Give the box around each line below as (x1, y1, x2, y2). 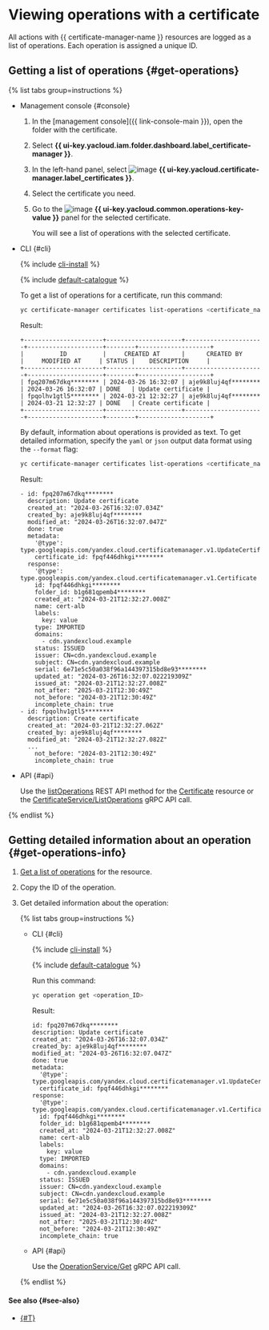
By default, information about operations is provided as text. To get (19, 427, 242, 436)
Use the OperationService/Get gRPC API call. (31, 1262, 181, 1271)
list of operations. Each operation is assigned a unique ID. (8, 40, 199, 50)
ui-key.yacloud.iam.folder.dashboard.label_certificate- (62, 140, 251, 150)
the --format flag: (19, 444, 78, 454)
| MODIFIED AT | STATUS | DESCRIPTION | (19, 357, 211, 365)
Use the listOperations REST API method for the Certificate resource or (19, 786, 255, 796)
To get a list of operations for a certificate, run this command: (19, 290, 223, 300)
